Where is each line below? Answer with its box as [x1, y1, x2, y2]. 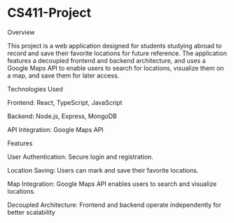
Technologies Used [7, 85, 63, 93]
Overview [7, 28, 35, 36]
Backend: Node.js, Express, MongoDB [7, 112, 117, 120]
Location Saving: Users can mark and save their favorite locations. [7, 166, 199, 174]
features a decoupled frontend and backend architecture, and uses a [7, 56, 206, 64]
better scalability [7, 208, 56, 216]
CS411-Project [7, 5, 92, 21]
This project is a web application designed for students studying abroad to [7, 41, 222, 50]
